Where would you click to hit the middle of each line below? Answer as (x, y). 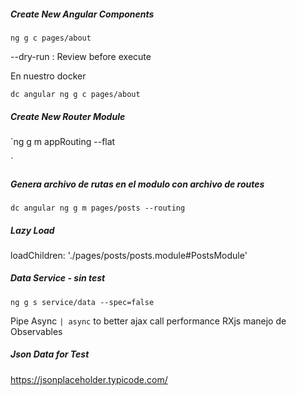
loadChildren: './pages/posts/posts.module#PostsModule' (129, 255)
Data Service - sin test (58, 278)
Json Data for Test (50, 354)
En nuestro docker (48, 76)
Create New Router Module (68, 116)
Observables (36, 331)
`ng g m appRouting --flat (63, 141)
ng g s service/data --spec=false (82, 302)
